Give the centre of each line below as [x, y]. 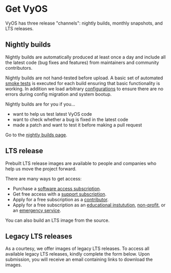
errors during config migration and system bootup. [58, 94]
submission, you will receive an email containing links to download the [79, 260]
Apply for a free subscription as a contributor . [60, 199]
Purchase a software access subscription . [57, 188]
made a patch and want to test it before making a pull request [77, 125]
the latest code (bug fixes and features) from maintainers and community [82, 62]
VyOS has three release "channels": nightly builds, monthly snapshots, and [84, 23]
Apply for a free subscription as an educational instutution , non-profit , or [89, 205]
